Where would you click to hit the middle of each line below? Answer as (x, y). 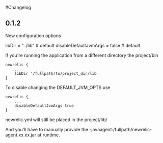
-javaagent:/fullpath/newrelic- (120, 129)
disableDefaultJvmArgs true (44, 106)
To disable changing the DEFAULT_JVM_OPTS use (58, 87)
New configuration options (33, 36)
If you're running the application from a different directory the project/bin (82, 55)
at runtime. (49, 135)
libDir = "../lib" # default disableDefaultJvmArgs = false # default (73, 45)
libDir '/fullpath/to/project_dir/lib (56, 73)
